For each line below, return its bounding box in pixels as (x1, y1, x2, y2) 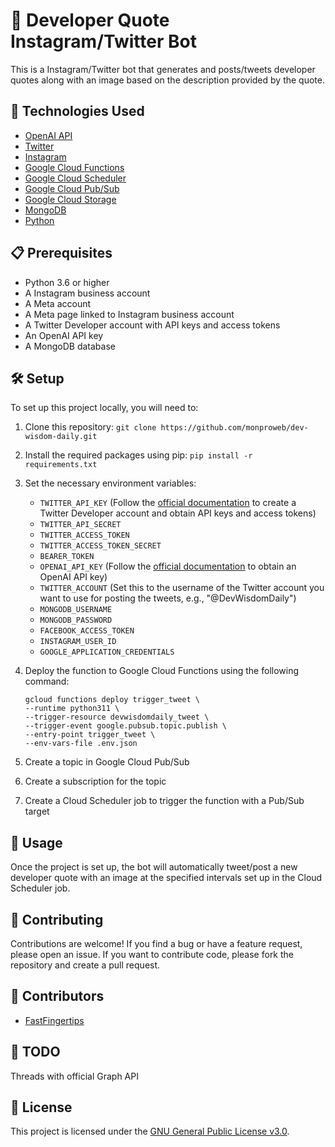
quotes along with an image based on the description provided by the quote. (10, 74, 325, 86)
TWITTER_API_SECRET (39, 520, 122, 530)
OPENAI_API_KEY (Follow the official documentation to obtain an (39, 560, 297, 573)
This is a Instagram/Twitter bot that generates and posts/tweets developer (10, 63, 316, 75)
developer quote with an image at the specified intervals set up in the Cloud (10, 872, 323, 884)
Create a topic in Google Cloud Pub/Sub (24, 756, 190, 768)
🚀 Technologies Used (10, 103, 145, 120)
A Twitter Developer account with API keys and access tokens (24, 319, 281, 331)
